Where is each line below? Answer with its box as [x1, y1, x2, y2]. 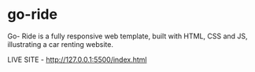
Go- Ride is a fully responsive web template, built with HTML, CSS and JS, [7, 31, 249, 41]
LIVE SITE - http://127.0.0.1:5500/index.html [7, 55, 147, 64]
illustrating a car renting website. [7, 39, 113, 49]
